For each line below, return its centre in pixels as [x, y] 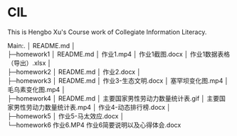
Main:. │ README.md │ [42, 45]
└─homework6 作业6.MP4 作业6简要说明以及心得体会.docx [94, 125]
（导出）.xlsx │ [30, 63]
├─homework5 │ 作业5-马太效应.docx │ [66, 116]
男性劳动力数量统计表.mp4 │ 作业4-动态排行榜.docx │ [92, 107]
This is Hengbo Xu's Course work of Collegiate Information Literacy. [107, 32]
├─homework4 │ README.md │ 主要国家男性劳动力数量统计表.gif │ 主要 [114, 98]
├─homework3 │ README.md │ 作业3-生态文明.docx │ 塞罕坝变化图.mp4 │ [118, 80]
